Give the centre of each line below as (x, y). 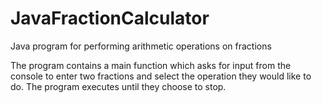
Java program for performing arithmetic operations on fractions (141, 46)
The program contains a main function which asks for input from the (151, 65)
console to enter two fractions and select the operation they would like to (161, 76)
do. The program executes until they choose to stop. (118, 86)
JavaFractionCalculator (110, 18)
